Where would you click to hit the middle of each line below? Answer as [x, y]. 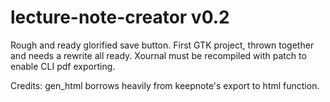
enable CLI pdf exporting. [63, 66]
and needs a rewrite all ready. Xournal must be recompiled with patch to [158, 55]
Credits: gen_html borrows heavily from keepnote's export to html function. [165, 85]
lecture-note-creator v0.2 [120, 17]
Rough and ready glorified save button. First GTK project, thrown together [162, 45]
